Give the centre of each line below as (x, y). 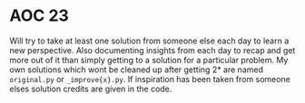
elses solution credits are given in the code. (91, 89)
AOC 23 (39, 16)
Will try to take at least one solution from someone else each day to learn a (149, 41)
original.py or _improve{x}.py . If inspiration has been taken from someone (150, 79)
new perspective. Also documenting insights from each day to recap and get (152, 50)
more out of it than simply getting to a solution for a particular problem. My (149, 60)
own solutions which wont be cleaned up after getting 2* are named (136, 70)
